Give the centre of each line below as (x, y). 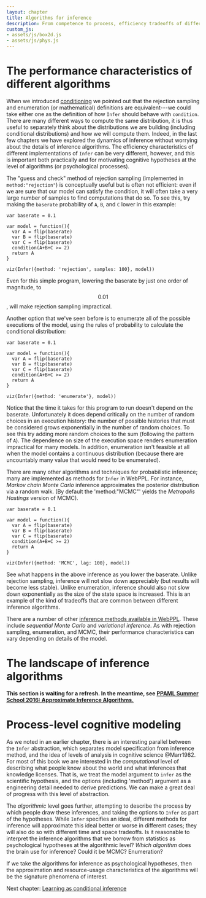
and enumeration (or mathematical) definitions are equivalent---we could (99, 107)
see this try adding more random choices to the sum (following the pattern (100, 434)
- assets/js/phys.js (33, 41)
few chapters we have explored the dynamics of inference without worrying (102, 140)
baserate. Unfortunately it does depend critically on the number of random (101, 414)
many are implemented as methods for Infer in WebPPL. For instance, (95, 478)
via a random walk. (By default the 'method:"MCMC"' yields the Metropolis (101, 491)
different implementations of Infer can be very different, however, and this (101, 153)
